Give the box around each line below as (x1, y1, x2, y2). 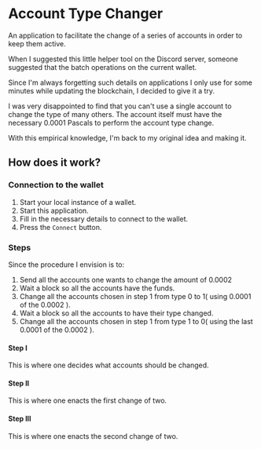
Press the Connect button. (19, 222, 102, 232)
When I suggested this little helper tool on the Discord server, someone (8, 54, 238, 64)
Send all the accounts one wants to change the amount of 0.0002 (19, 275, 233, 284)
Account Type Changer (8, 5, 164, 23)
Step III (8, 414, 31, 423)
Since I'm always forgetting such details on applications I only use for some (8, 78, 253, 87)
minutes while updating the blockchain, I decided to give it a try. (8, 86, 215, 95)
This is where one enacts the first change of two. (8, 396, 167, 405)
